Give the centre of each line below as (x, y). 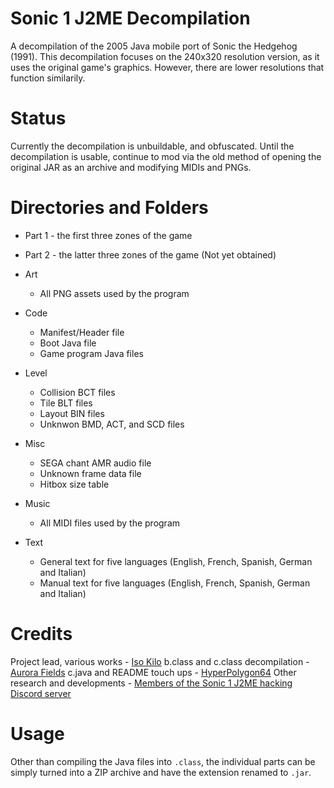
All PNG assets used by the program (114, 293)
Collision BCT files (77, 392)
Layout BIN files (72, 413)
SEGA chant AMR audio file (95, 463)
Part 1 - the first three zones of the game (108, 235)
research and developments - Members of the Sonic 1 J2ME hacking (151, 683)
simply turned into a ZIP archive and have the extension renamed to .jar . (161, 772)
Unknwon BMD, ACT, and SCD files (112, 424)
